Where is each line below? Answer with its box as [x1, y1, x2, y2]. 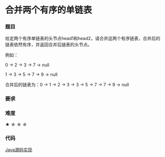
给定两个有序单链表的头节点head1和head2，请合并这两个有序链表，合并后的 [5, 36, 161, 41]
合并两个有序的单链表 [5, 4, 93, 16]
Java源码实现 [5, 147, 33, 153]
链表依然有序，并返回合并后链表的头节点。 [5, 41, 92, 47]
